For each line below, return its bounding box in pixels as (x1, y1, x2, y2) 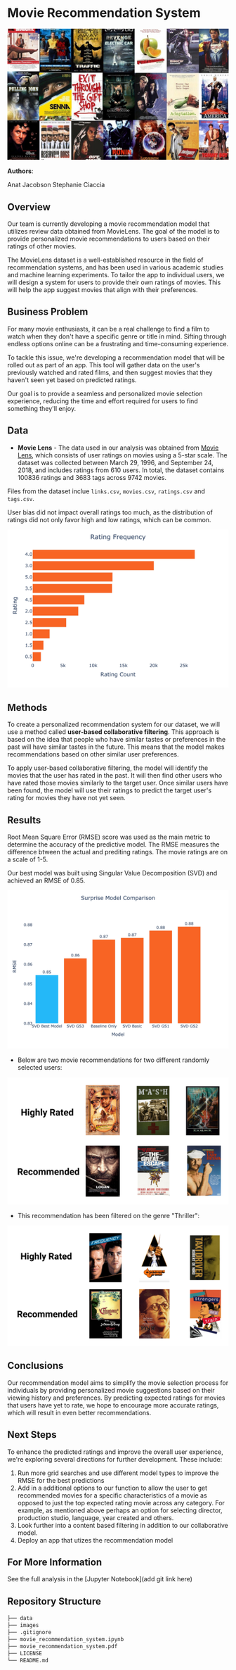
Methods (7, 702, 48, 714)
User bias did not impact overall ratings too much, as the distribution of (7, 508, 213, 517)
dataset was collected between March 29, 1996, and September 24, (17, 458, 214, 467)
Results (7, 814, 41, 826)
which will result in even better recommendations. (7, 1408, 152, 1417)
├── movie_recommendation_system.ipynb (7, 1636, 124, 1643)
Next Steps (7, 1429, 57, 1441)
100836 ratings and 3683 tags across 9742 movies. (17, 473, 167, 481)
